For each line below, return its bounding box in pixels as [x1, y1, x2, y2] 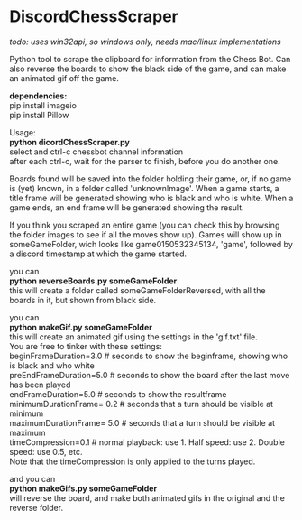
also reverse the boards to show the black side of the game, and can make [9, 63, 287, 74]
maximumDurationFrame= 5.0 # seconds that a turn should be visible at [9, 417, 276, 428]
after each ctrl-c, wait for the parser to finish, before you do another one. [9, 155, 281, 166]
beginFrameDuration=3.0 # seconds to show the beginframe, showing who [9, 350, 288, 361]
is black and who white [9, 359, 95, 371]
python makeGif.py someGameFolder [9, 321, 153, 332]
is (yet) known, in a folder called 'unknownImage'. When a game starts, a [9, 182, 279, 193]
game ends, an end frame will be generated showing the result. [9, 201, 245, 213]
